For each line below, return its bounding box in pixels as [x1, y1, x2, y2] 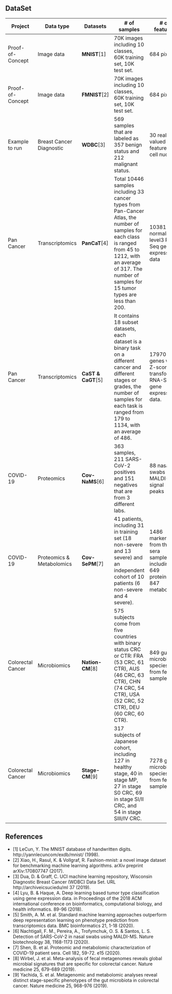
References [5, 833, 43, 841]
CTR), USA [114, 691, 140, 698]
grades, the [114, 383, 142, 390]
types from [114, 201, 141, 208]
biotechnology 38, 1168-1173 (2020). [12, 938, 90, 945]
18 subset [114, 318, 139, 326]
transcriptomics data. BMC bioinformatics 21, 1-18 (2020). [12, 923, 135, 929]
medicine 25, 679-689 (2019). [12, 966, 76, 972]
